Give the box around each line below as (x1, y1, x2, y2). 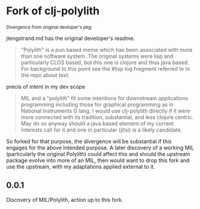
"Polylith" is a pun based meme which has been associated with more (20, 46, 193, 53)
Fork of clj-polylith (6, 4, 100, 18)
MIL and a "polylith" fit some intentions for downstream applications (20, 94, 189, 102)
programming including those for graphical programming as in (20, 101, 174, 108)
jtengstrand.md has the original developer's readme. (6, 35, 136, 42)
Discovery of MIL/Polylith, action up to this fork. (6, 196, 124, 203)
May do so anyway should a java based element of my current (20, 120, 174, 127)
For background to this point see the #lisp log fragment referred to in (20, 65, 190, 72)
